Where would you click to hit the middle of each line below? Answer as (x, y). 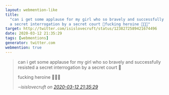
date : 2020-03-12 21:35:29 (34, 33)
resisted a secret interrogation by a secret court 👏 (69, 67)
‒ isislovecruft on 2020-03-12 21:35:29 (58, 87)
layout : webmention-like (31, 10)
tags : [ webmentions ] (27, 38)
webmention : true (24, 47)
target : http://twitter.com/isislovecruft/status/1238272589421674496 (81, 29)
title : (12, 15)
